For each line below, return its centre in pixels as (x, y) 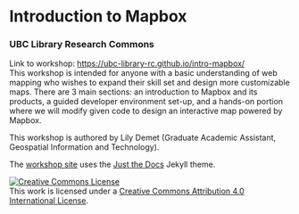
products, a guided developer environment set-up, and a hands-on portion (146, 102)
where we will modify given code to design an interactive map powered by (146, 111)
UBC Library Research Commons (82, 45)
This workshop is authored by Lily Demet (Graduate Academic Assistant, (143, 138)
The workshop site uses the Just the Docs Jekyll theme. (112, 165)
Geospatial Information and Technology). (84, 147)
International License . (49, 201)
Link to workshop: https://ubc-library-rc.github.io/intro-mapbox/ (127, 63)
